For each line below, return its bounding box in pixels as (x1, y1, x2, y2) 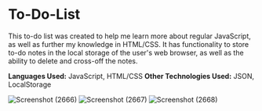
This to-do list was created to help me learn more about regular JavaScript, (8, 31, 251, 41)
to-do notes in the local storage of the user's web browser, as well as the (8, 48, 245, 57)
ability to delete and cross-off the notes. (8, 56, 138, 66)
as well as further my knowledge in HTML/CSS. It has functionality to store (8, 39, 249, 48)
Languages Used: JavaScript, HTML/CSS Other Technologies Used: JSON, (8, 71, 255, 81)
